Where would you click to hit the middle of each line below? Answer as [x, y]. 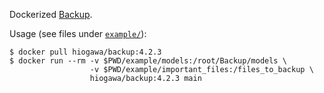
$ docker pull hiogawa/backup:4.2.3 [85, 52]
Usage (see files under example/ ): [78, 33]
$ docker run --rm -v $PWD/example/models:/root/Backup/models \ [148, 61]
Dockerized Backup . [51, 14]
